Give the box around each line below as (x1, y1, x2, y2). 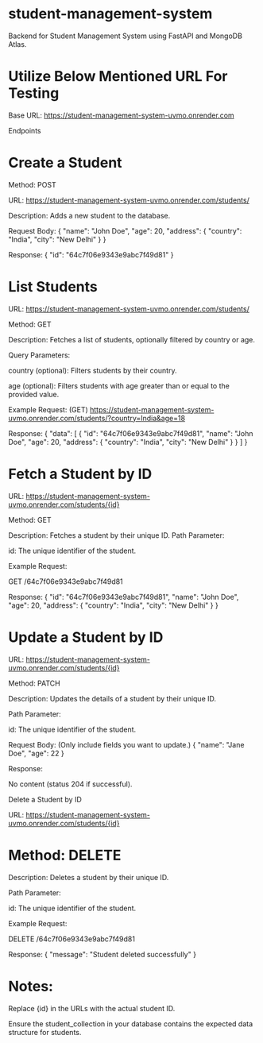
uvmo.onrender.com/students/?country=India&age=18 (8, 413, 185, 423)
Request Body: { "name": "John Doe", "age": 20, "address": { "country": (8, 226, 242, 235)
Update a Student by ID (8, 628, 164, 646)
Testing (8, 84, 60, 102)
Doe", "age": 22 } (8, 748, 65, 758)
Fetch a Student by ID (8, 465, 153, 483)
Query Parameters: (8, 350, 71, 360)
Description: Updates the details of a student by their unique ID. (8, 693, 217, 703)
